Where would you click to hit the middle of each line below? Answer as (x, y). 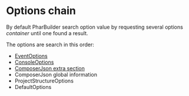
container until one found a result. (47, 33)
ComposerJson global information (56, 74)
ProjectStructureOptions (44, 81)
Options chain (41, 11)
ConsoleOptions (34, 62)
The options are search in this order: (50, 44)
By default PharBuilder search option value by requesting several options (95, 27)
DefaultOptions (33, 87)
